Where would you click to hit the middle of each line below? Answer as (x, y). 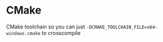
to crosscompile (61, 33)
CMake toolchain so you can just (46, 27)
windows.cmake (24, 33)
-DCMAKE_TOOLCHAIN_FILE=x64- (122, 27)
